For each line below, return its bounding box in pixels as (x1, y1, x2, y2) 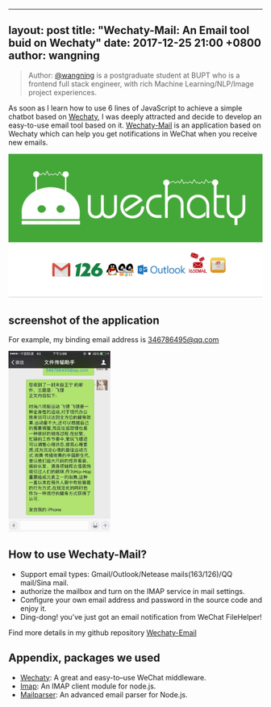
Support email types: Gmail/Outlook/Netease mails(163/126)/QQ (19, 569, 233, 579)
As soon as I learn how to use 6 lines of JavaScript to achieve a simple (8, 102, 243, 113)
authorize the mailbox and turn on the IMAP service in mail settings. (19, 586, 245, 596)
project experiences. (27, 87, 97, 97)
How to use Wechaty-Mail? (8, 548, 148, 562)
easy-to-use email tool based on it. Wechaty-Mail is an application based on (8, 120, 261, 130)
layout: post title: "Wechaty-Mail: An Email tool (8, 23, 250, 37)
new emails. (8, 137, 48, 147)
